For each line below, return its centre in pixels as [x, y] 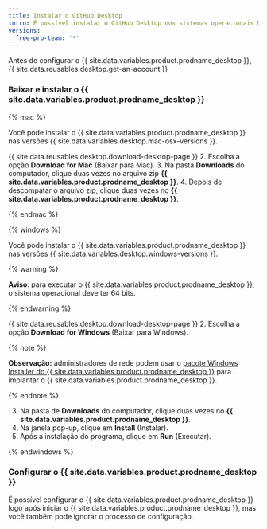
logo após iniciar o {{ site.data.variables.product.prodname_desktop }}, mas [132, 507]
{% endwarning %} [40, 308]
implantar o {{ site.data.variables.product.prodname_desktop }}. [113, 380]
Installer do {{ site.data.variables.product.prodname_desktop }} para [120, 371]
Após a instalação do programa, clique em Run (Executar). [116, 436]
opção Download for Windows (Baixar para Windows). [99, 332]
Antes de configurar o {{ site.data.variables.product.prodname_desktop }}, [130, 61]
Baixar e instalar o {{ [48, 90]
